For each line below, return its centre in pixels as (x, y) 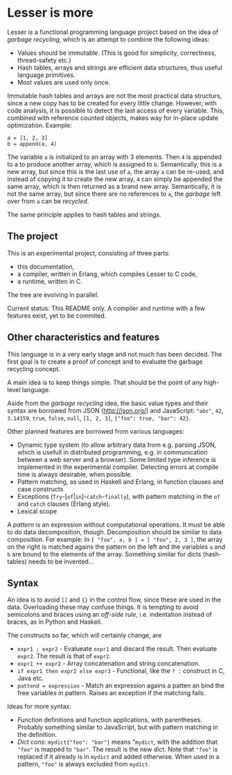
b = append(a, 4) (32, 144)
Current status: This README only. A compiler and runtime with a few (106, 308)
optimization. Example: (40, 125)
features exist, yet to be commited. (57, 315)
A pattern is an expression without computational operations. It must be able (116, 525)
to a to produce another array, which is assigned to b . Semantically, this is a (115, 164)
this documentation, (46, 266)
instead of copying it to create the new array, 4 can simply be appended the (115, 179)
